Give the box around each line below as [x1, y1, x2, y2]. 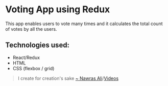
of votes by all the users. [5, 26, 57, 32]
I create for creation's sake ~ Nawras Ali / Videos [17, 75, 119, 81]
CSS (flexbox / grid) [12, 65, 55, 71]
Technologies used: [5, 41, 70, 50]
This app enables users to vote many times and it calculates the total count [5, 20, 163, 27]
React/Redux [12, 54, 40, 60]
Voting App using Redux [5, 4, 110, 15]
